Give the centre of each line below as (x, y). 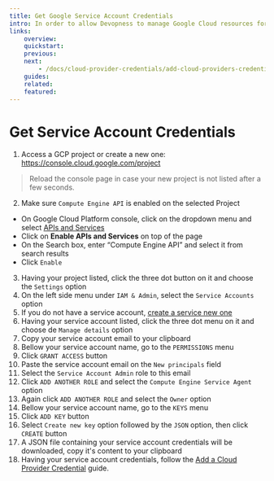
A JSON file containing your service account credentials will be (126, 442)
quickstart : (44, 46)
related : (39, 84)
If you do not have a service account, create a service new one (126, 313)
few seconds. (52, 187)
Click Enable (41, 262)
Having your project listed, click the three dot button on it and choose (137, 278)
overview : (41, 39)
